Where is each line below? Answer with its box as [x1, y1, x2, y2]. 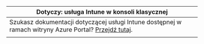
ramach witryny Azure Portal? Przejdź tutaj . [9, 25, 133, 34]
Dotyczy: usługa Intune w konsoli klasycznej [36, 8, 168, 16]
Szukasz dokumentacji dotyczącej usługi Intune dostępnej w [9, 18, 182, 26]
